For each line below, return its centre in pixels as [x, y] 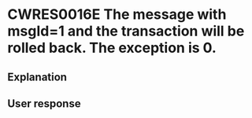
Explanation [37, 77]
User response [44, 103]
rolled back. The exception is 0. [112, 48]
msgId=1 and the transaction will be [126, 31]
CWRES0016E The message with [117, 15]
